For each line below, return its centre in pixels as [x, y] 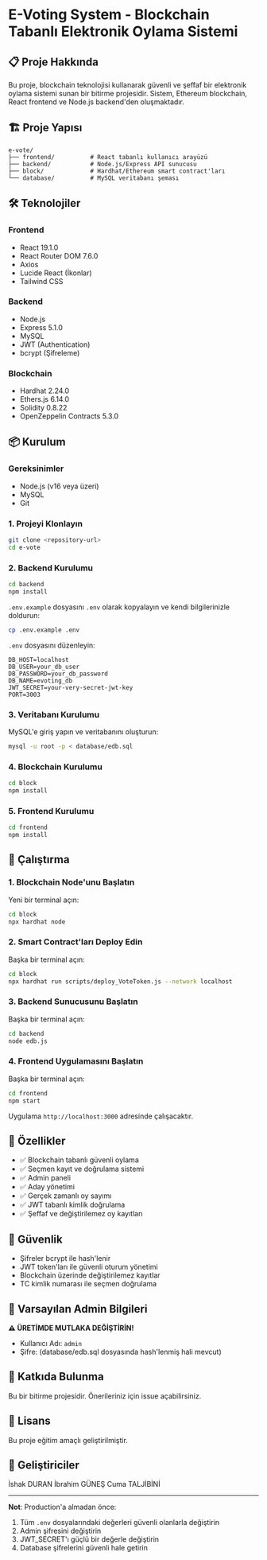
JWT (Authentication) [55, 344]
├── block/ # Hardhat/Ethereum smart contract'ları [117, 171]
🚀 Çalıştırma [39, 860]
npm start [25, 1101]
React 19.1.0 [39, 247]
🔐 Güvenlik [35, 1239]
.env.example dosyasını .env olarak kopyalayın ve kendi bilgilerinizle [119, 607]
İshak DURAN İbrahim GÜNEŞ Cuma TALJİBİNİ [84, 1484]
